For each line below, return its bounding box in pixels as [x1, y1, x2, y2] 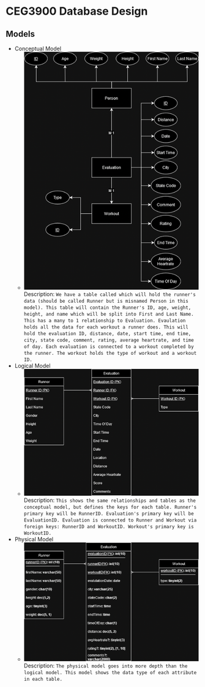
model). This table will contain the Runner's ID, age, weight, [23, 305, 192, 311]
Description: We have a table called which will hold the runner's [23, 290, 196, 298]
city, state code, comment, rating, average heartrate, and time [23, 337, 194, 343]
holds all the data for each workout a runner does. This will [23, 324, 189, 330]
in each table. [23, 676, 62, 682]
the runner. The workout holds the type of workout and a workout [23, 350, 197, 356]
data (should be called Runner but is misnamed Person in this [23, 298, 189, 304]
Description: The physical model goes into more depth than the [23, 662, 188, 669]
